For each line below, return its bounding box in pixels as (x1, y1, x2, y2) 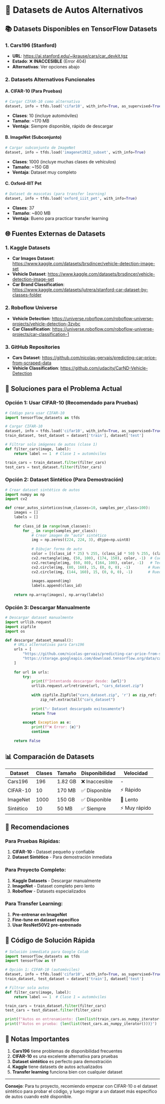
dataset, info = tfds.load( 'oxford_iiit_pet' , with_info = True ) (5, 196, 137, 201)
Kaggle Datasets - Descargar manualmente (12, 878, 101, 884)
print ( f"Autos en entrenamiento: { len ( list (5, 1017, 96, 1022)
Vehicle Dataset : (12, 271, 47, 277)
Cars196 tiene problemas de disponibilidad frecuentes (12, 1048, 123, 1054)
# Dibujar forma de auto (31, 547, 82, 552)
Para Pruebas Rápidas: (5, 837, 60, 844)
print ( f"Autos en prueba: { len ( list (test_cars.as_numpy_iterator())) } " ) (5, 1021, 157, 1026)
